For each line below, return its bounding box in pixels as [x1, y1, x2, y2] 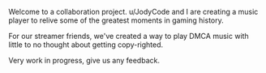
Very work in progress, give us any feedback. [8, 56, 161, 65]
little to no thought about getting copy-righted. [8, 40, 164, 49]
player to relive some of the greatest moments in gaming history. [8, 15, 225, 25]
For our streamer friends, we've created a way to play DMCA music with [8, 32, 249, 41]
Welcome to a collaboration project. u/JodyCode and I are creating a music [8, 7, 259, 16]
